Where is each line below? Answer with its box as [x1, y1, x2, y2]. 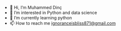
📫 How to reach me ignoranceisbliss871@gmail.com [9, 20, 116, 26]
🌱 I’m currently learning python [9, 15, 72, 20]
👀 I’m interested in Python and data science [9, 10, 98, 15]
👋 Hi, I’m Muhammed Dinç [9, 5, 62, 10]
